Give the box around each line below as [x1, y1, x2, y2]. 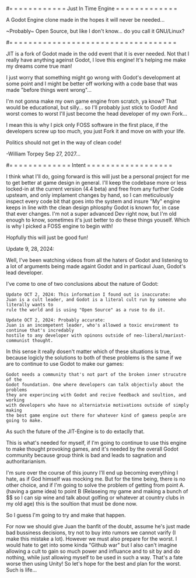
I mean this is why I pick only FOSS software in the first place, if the [6, 122, 168, 128]
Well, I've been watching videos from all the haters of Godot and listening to [6, 257, 188, 264]
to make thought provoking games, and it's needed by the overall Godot [6, 445, 179, 452]
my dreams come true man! [6, 63, 72, 70]
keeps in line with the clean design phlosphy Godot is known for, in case [6, 204, 180, 211]
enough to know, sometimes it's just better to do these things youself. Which [6, 216, 190, 223]
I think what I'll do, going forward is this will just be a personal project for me [6, 173, 190, 180]
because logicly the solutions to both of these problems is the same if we [6, 354, 182, 361]
